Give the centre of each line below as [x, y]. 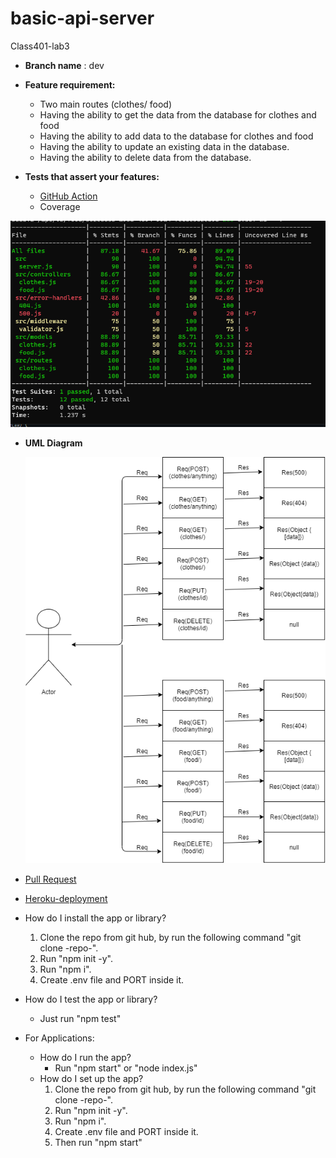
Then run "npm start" [98, 1143]
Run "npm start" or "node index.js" [126, 1068]
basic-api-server [82, 18]
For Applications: [59, 1038]
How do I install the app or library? [95, 918]
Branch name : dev [64, 65]
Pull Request [50, 879]
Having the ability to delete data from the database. [145, 157]
